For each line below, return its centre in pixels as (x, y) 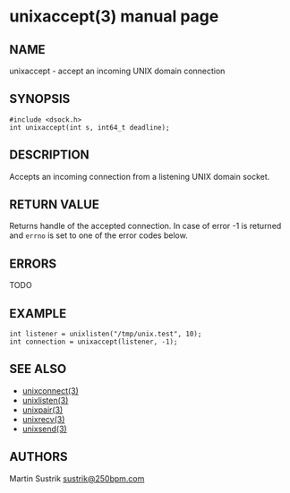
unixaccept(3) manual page (114, 17)
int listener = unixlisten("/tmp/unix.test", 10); (106, 334)
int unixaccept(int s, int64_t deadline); (90, 127)
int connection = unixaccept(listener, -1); (94, 342)
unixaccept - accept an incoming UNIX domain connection (117, 71)
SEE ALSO (38, 369)
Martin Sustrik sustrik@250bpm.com (77, 478)
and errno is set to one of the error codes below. (98, 235)
